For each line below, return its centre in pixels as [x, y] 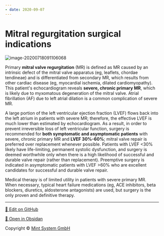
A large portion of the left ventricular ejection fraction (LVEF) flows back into [82, 113]
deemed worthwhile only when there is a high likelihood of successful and [80, 154]
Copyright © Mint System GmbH [38, 228]
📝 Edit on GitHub [22, 209]
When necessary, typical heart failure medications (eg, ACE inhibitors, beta [81, 185]
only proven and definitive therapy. [40, 195]
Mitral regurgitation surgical [63, 33]
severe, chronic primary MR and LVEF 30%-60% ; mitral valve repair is [76, 139]
